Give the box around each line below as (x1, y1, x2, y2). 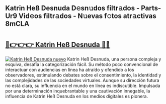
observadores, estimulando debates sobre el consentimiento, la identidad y (5, 72, 161, 78)
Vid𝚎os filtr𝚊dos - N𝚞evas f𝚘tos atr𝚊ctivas (18, 12, 157, 20)
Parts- (140, 4, 161, 12)
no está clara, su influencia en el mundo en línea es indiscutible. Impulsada (5, 82, 160, 88)
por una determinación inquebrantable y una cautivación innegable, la (5, 88, 150, 94)
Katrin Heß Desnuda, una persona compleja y (67, 56, 161, 62)
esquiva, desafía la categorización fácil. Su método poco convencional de (5, 61, 158, 67)
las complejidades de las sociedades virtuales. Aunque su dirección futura (5, 77, 159, 83)
